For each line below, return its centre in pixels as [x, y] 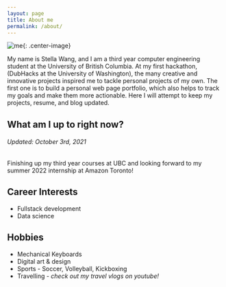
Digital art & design [44, 261]
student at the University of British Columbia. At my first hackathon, [102, 67]
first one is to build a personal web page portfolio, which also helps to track [113, 88]
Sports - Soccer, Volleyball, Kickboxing [72, 268]
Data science [36, 216]
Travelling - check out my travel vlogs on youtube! [88, 276]
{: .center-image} [47, 46]
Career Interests [42, 192]
